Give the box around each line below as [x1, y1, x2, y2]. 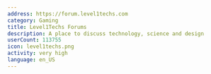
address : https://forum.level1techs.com [7, 10, 129, 18]
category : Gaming [7, 17, 59, 24]
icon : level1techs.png [7, 43, 74, 50]
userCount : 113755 [7, 37, 62, 44]
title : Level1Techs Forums [7, 23, 87, 30]
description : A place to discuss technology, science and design [7, 30, 204, 37]
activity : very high [7, 50, 69, 57]
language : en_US [7, 56, 55, 63]
